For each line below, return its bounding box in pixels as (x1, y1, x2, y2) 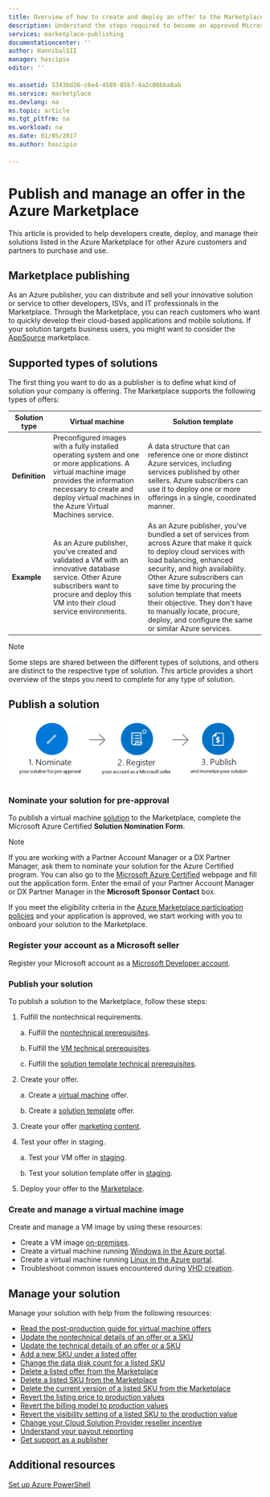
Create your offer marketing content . (19, 1121, 142, 1131)
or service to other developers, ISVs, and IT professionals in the (8, 299, 219, 308)
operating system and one (53, 449, 140, 459)
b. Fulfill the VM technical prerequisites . (19, 1043, 152, 1052)
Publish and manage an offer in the (8, 184, 246, 203)
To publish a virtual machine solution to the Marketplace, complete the (8, 813, 242, 823)
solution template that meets (147, 589, 243, 599)
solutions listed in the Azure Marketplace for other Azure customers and (8, 237, 247, 246)
